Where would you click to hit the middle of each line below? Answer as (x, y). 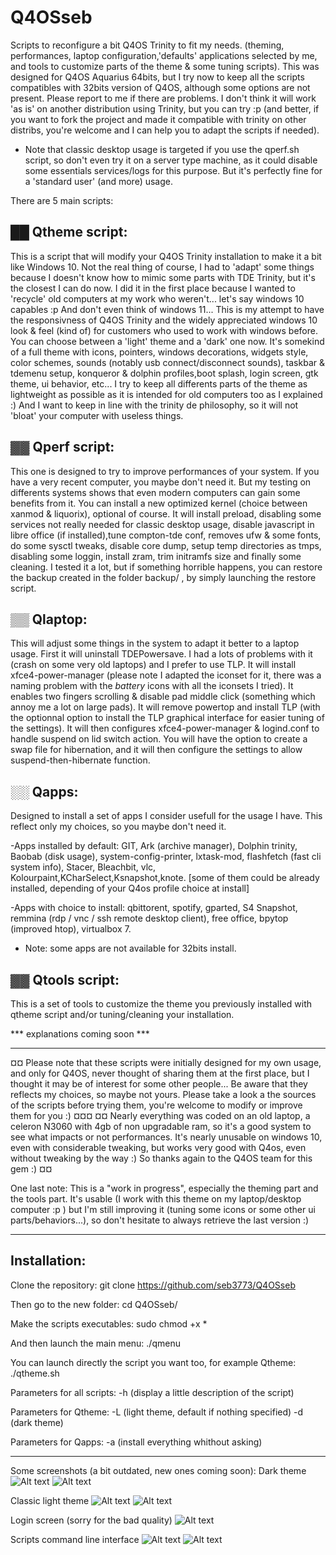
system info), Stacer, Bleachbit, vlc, (83, 867)
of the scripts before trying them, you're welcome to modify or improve (156, 1105)
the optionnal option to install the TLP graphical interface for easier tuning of (167, 718)
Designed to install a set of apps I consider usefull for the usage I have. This (166, 816)
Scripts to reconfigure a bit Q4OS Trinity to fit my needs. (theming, (147, 45)
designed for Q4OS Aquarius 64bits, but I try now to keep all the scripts (157, 77)
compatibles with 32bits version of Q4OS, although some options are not (160, 87)
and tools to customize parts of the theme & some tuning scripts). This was (165, 66)
